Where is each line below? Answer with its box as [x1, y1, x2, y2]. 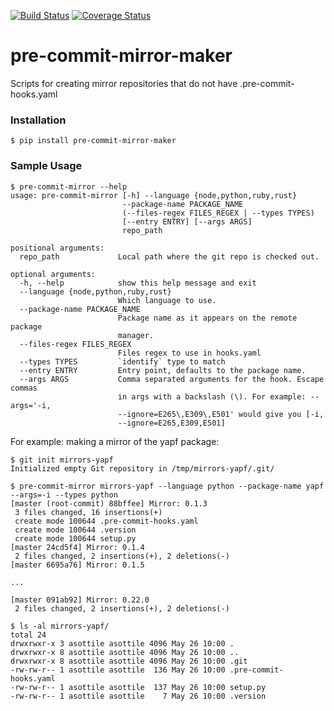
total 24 [10, 630, 47, 640]
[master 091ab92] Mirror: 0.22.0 [10, 595, 150, 605]
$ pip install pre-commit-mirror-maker [10, 136, 177, 146]
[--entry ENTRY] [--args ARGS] [121, 216, 253, 227]
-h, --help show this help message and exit [19, 278, 257, 288]
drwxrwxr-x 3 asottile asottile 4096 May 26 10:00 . [10, 638, 235, 649]
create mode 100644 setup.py [14, 533, 137, 544]
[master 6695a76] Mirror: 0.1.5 [10, 560, 145, 570]
